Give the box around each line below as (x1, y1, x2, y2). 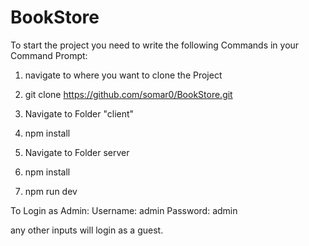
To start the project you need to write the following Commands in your (10, 39, 300, 51)
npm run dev (24, 185, 78, 197)
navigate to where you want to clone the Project (24, 69, 223, 81)
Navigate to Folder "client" (24, 107, 135, 120)
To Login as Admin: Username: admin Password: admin (10, 204, 238, 216)
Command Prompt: (10, 49, 88, 61)
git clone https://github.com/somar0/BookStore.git (24, 88, 233, 100)
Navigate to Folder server (24, 146, 130, 158)
